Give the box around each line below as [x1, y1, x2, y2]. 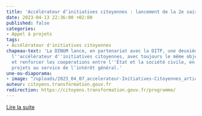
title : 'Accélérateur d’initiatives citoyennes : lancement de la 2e [6, 8, 185, 15]
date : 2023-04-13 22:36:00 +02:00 [6, 14, 93, 20]
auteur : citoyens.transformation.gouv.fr [6, 82, 112, 88]
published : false [6, 20, 50, 26]
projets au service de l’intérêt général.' [11, 64, 122, 71]
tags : [6, 37, 20, 43]
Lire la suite [6, 103, 35, 111]
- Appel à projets [6, 31, 52, 37]
